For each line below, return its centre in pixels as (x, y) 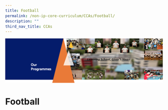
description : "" (22, 21)
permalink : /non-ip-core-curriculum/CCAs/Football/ (60, 16)
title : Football (22, 10)
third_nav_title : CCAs (29, 26)
